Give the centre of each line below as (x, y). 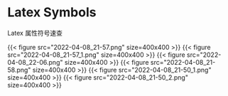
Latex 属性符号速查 (35, 33)
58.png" (19, 70)
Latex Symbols (52, 12)
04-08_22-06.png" (35, 62)
